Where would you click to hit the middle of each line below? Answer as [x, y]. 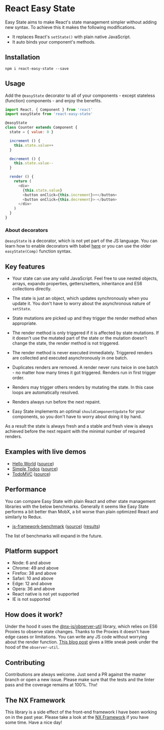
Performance [26, 490]
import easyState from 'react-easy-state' [49, 114]
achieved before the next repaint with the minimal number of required [75, 432]
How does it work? [34, 615]
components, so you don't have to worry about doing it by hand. [77, 417]
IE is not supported [31, 599]
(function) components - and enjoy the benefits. [53, 100]
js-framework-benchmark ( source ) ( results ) [56, 526]
